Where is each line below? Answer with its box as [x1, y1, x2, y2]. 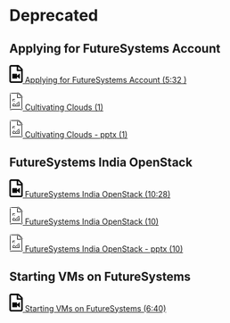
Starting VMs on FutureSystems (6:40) [24, 302, 167, 313]
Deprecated [9, 5, 99, 26]
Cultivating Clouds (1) [24, 102, 104, 112]
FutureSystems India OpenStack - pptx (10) [24, 243, 184, 254]
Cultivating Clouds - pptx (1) [24, 129, 128, 139]
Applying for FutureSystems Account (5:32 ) [24, 75, 187, 85]
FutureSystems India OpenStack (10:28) [24, 188, 171, 199]
